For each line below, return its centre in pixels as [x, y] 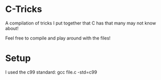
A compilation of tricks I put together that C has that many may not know [81, 23]
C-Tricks [24, 9]
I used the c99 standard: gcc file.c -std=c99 [51, 72]
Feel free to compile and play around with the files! [58, 38]
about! [12, 28]
